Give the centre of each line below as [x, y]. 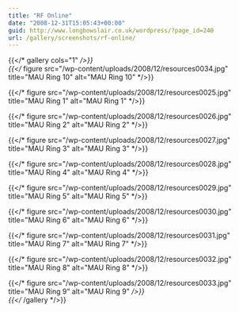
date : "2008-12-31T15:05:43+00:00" [67, 23]
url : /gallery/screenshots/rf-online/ [72, 38]
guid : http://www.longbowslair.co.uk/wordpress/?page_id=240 [111, 30]
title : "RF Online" [40, 15]
